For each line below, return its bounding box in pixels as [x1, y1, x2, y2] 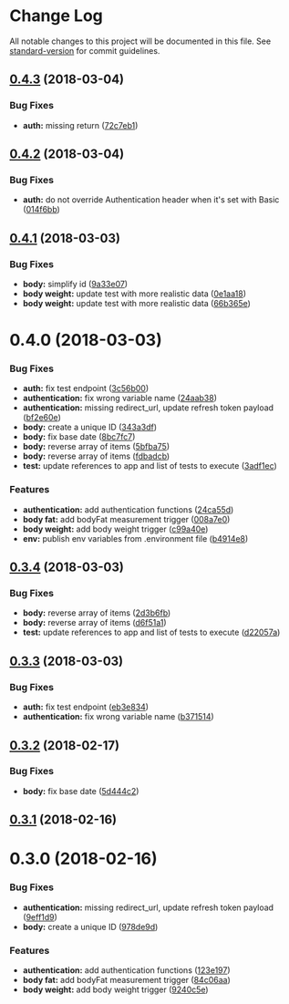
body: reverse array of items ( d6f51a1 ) [22, 617, 167, 628]
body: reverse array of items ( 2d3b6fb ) [22, 607, 171, 618]
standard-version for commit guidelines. [9, 45, 160, 56]
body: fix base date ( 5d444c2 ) [22, 785, 139, 796]
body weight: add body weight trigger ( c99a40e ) [22, 523, 209, 534]
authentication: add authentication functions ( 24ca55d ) [22, 503, 234, 515]
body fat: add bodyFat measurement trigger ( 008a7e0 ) [22, 513, 231, 524]
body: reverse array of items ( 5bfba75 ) [22, 441, 170, 452]
